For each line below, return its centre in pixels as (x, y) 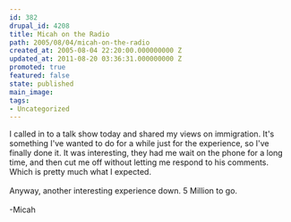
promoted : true (38, 68)
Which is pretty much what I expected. (81, 172)
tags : (19, 100)
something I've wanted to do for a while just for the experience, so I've (140, 144)
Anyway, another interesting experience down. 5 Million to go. (124, 191)
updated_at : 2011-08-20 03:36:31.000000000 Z (95, 59)
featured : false (39, 76)
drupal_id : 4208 (39, 26)
